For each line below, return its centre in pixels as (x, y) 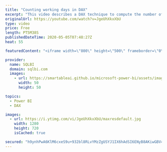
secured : (14, 142)
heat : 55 (14, 42)
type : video (17, 24)
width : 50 (28, 83)
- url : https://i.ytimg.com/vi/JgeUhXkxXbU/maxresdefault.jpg (75, 119)
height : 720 (26, 128)
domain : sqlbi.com (29, 69)
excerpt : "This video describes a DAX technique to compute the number (81, 14)
